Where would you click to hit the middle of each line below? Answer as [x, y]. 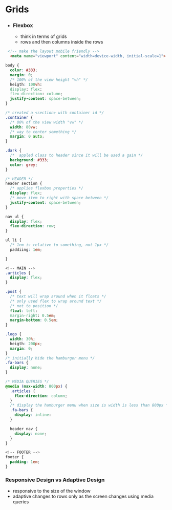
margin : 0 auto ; [27, 137]
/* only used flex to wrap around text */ [56, 301]
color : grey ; [24, 165]
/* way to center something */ [43, 132]
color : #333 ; [24, 70]
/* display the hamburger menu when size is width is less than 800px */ [90, 406]
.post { [14, 292]
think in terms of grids [44, 36]
